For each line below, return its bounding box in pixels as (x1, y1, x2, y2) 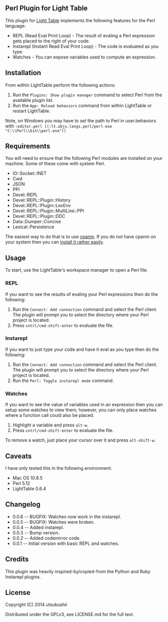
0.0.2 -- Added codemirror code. (12, 535, 81, 541)
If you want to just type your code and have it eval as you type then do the (5, 346, 159, 352)
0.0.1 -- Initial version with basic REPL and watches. (12, 540, 120, 546)
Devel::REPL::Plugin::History (12, 197, 71, 203)
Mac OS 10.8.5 (12, 475, 43, 481)
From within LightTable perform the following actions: (5, 82, 116, 88)
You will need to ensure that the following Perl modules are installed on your (5, 155, 163, 161)
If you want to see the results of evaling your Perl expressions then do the (5, 291, 158, 297)
